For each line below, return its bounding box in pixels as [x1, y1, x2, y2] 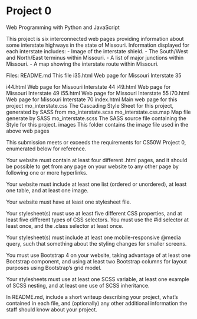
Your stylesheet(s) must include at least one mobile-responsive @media [6, 234, 181, 241]
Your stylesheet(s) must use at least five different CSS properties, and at [6, 210, 182, 217]
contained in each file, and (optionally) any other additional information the [6, 299, 188, 307]
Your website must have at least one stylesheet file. [6, 198, 132, 205]
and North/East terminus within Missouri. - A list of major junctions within [6, 54, 184, 61]
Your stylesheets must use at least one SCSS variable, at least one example [6, 275, 190, 282]
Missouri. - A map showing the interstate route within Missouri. [6, 60, 159, 67]
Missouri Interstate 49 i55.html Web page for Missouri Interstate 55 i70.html [6, 89, 190, 96]
